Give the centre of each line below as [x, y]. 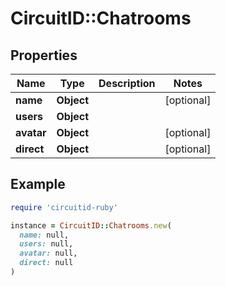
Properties [44, 55]
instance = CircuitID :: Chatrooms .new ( [91, 225]
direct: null [46, 263]
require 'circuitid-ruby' [64, 207]
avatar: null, [48, 253]
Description [127, 83]
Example [38, 184]
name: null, [44, 235]
